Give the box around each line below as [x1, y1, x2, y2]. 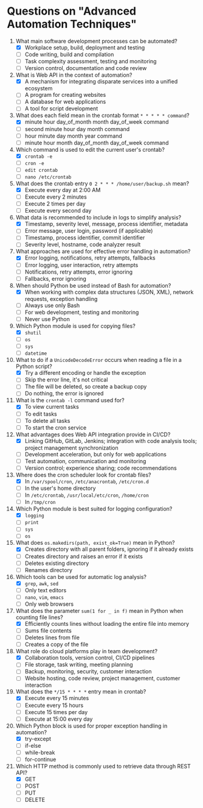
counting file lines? [15, 614, 63, 621]
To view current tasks [24, 403, 80, 411]
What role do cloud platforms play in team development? [15, 648, 157, 655]
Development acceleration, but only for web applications [24, 450, 167, 458]
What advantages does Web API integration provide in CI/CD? [15, 431, 171, 438]
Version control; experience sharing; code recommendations [24, 464, 177, 472]
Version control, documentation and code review [24, 65, 147, 72]
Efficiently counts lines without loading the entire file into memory [24, 620, 190, 627]
